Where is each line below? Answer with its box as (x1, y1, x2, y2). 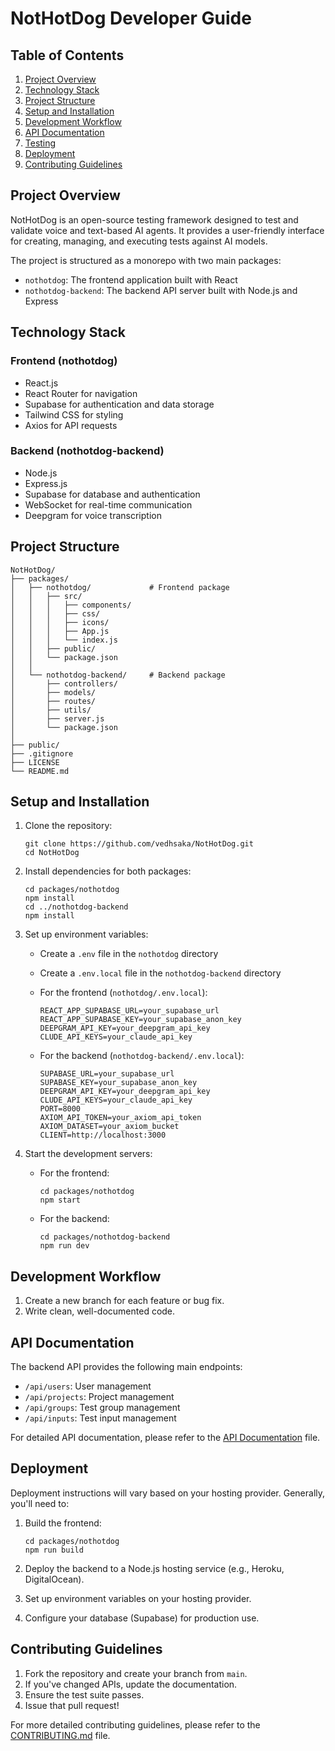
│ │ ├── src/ (10, 591, 83, 601)
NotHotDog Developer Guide (10, 7, 252, 30)
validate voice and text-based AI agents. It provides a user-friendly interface (10, 224, 325, 236)
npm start (39, 1195, 82, 1206)
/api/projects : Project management (24, 1391, 175, 1403)
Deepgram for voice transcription (24, 509, 162, 521)
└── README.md (10, 766, 70, 776)
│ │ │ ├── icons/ (10, 617, 110, 627)
